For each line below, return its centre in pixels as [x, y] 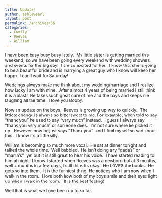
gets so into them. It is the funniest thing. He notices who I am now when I [80, 171]
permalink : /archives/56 [30, 23]
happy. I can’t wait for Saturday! [37, 75]
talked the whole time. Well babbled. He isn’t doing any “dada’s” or [73, 150]
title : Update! [20, 9]
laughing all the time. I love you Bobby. [44, 100]
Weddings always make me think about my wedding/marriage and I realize [79, 85]
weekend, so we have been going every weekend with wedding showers [78, 60]
